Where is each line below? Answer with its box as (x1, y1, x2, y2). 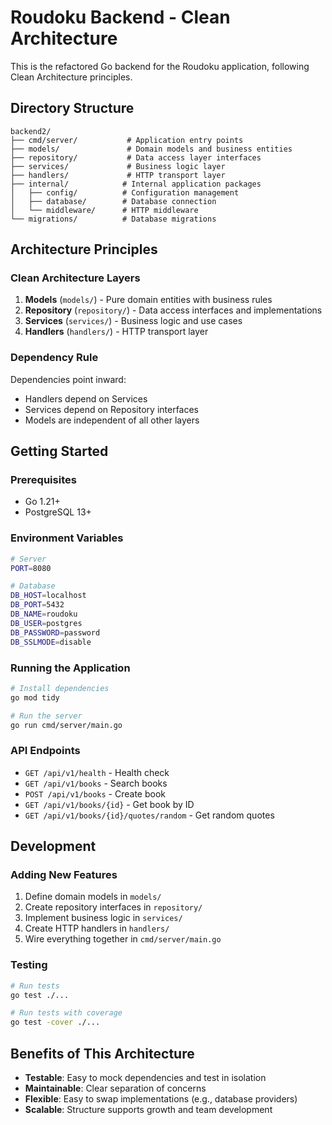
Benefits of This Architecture (10, 1045, 195, 1062)
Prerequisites (10, 473, 77, 487)
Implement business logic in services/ (24, 912, 183, 924)
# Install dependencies (10, 683, 110, 693)
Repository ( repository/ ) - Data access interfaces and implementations (24, 304, 323, 316)
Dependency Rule (10, 351, 99, 365)
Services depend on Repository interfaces (24, 403, 200, 415)
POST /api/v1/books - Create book (24, 787, 166, 800)
